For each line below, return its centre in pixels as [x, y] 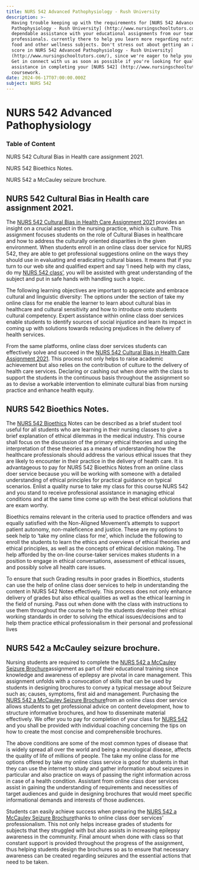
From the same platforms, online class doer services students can [86, 346]
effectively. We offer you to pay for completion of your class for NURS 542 [97, 719]
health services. [26, 335]
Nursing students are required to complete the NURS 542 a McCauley [91, 662]
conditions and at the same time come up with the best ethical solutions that [99, 499]
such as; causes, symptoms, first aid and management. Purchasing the [93, 694]
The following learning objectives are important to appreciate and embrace [97, 290]
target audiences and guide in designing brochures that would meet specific [99, 793]
